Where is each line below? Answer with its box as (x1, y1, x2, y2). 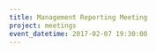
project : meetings (9, 21, 77, 30)
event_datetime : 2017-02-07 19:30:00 (9, 29, 148, 38)
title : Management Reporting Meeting (9, 12, 148, 22)
